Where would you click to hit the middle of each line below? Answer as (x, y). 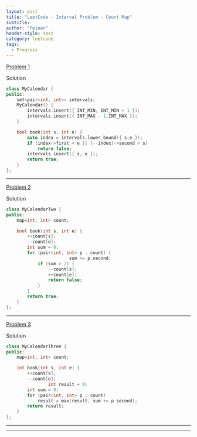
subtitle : (18, 22)
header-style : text (30, 34)
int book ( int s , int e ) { (48, 368)
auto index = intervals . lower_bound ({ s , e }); (85, 138)
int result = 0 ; (68, 384)
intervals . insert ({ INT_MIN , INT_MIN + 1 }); (84, 111)
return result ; (46, 406)
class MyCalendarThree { (36, 346)
